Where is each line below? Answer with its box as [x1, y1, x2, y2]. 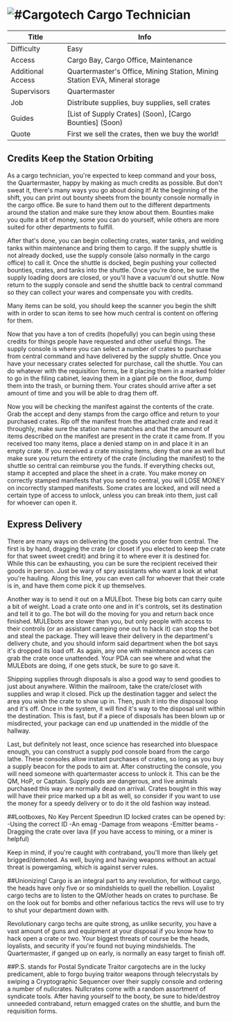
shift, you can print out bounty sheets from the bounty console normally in [7, 193, 220, 202]
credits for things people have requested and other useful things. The [7, 337, 206, 346]
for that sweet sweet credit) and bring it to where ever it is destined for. [7, 551, 210, 560]
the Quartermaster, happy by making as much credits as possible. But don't [7, 178, 223, 187]
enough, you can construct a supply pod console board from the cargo [7, 747, 210, 756]
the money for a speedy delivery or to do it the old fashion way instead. [7, 799, 212, 807]
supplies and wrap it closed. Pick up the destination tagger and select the [7, 689, 217, 698]
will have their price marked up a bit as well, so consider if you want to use [7, 791, 221, 800]
